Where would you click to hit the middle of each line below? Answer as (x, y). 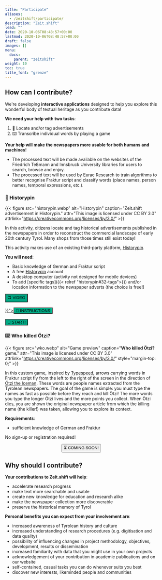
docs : (15, 55)
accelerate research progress (41, 486)
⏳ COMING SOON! (81, 448)
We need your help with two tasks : (40, 118)
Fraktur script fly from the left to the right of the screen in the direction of (78, 378)
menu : (10, 50)
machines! (16, 150)
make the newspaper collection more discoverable (62, 502)
